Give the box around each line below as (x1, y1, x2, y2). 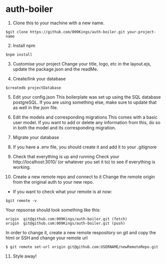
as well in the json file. (12, 104, 58, 110)
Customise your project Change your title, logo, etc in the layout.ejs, (12, 61, 151, 66)
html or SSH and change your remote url (5, 235, 88, 241)
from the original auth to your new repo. (12, 179, 94, 185)
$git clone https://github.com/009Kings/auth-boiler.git (5, 29, 125, 34)
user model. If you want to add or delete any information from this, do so (12, 119, 161, 125)
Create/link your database (12, 75, 66, 81)
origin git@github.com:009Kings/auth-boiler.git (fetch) (5, 216, 127, 221)
